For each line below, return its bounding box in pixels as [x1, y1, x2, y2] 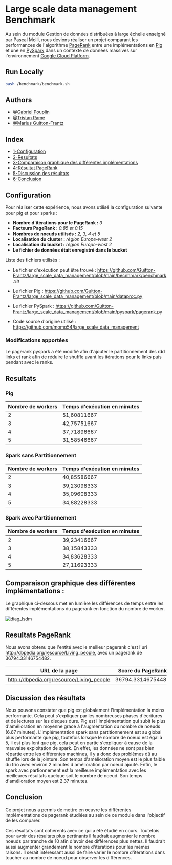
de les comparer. [5, 817, 41, 823]
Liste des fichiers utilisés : [5, 257, 60, 263]
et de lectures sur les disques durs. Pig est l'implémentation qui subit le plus [5, 718, 166, 724]
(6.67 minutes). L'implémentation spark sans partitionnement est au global [5, 729, 162, 735]
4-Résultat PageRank [12, 165, 58, 171]
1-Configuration [12, 148, 46, 155]
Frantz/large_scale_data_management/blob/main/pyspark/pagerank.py [12, 309, 163, 315]
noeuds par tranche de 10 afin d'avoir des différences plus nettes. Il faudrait [5, 838, 165, 844]
